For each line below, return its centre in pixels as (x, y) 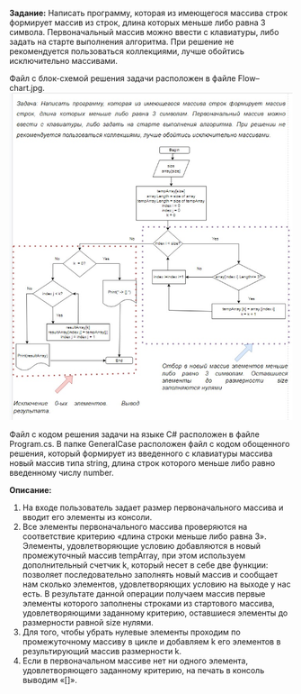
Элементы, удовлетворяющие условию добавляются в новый (142, 545)
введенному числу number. (62, 472)
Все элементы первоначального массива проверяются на (135, 526)
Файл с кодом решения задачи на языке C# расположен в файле (135, 434)
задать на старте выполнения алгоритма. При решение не (122, 41)
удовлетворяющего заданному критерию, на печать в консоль (143, 670)
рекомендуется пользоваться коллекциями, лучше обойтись (127, 51)
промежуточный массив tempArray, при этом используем (133, 555)
